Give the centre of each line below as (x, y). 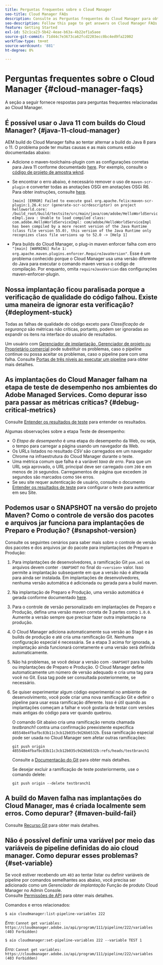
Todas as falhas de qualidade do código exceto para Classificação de (75, 324)
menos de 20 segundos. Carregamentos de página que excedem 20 (79, 472)
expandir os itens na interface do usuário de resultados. (61, 334)
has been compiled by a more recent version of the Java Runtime (79, 227)
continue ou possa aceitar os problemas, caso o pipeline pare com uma (76, 354)
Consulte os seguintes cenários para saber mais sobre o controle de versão (81, 542)
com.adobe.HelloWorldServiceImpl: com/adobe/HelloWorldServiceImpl (81, 222)
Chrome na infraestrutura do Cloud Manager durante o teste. (73, 456)
